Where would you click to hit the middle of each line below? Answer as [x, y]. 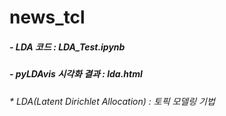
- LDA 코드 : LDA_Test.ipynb [67, 47]
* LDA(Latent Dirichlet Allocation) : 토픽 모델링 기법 [112, 101]
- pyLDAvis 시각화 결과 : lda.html [76, 74]
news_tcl [47, 17]
